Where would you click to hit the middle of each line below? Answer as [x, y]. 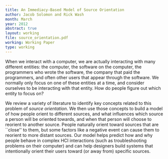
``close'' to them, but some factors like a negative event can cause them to [82, 130]
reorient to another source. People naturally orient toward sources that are [82, 124]
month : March [19, 19]
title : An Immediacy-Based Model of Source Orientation [65, 10]
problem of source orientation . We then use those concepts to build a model [84, 108]
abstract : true [21, 29]
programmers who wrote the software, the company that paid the [73, 72]
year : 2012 [17, 24]
